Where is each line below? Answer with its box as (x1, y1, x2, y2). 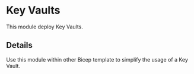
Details (6, 40, 33, 50)
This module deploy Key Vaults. (6, 23, 83, 30)
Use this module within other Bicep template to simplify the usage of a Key (6, 56, 189, 63)
